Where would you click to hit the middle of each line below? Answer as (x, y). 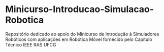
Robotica (25, 20)
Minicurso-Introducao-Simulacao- (79, 9)
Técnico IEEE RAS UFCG (31, 44)
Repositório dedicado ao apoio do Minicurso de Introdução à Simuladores (82, 34)
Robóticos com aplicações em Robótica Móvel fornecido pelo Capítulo (79, 39)
